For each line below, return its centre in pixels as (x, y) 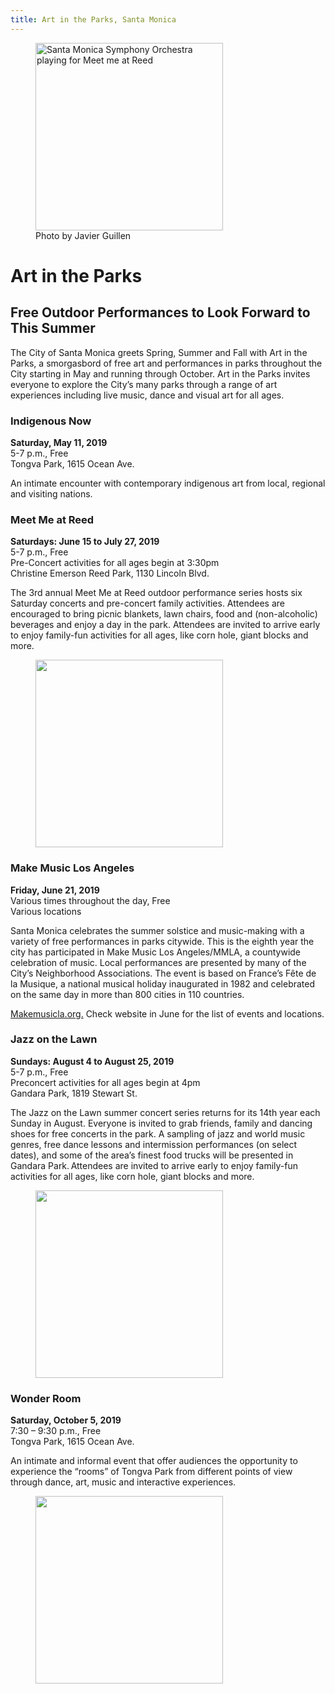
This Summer (53, 328)
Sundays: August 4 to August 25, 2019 (92, 1061)
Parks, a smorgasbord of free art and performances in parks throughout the (166, 363)
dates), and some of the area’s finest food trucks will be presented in (152, 1155)
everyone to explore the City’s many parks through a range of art (144, 384)
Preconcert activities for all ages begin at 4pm (105, 1082)
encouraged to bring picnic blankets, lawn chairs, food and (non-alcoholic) (164, 614)
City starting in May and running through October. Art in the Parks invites (160, 373)
